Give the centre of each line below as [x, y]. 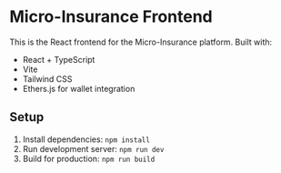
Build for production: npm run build [89, 158]
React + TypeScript [59, 59]
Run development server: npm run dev [93, 148]
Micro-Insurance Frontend [111, 17]
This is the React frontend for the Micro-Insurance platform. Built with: [141, 42]
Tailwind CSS [47, 78]
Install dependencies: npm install [86, 139]
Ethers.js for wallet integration [79, 88]
